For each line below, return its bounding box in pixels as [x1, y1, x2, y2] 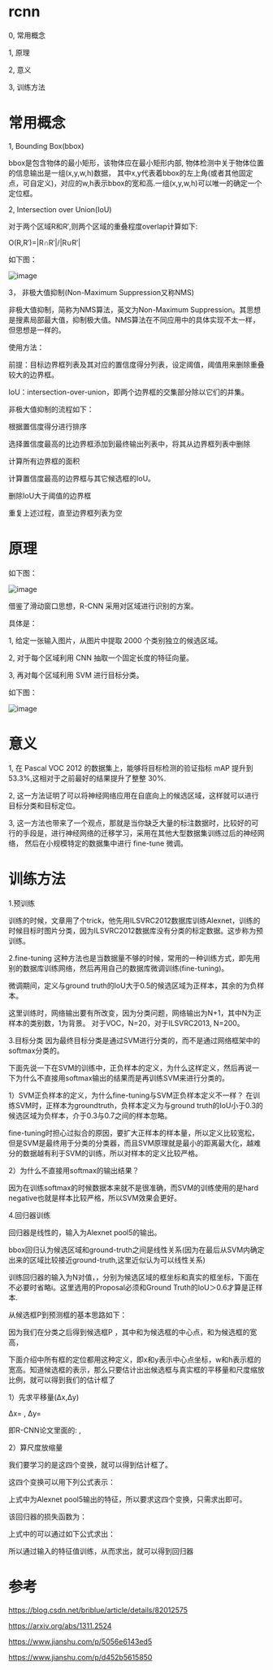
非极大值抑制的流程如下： [8, 404, 94, 414]
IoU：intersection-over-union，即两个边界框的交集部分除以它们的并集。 [8, 387, 249, 397]
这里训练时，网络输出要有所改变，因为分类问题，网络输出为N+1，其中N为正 [8, 1007, 262, 1018]
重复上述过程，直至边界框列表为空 [8, 507, 123, 518]
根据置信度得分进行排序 [8, 421, 87, 431]
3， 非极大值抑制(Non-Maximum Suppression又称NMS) [8, 287, 195, 297]
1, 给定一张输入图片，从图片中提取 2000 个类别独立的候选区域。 [8, 635, 223, 645]
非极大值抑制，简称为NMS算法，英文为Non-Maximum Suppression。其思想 [8, 304, 262, 315]
